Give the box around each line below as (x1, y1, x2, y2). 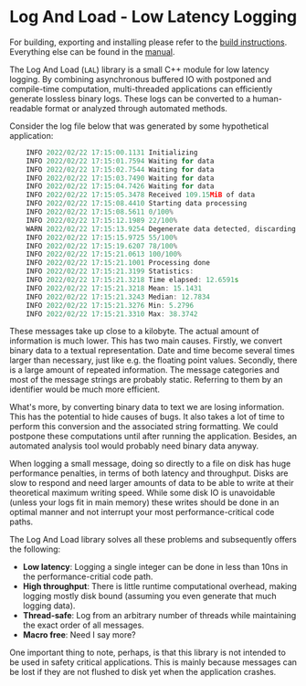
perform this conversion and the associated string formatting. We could (9, 421, 279, 432)
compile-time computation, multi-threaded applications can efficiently (9, 83, 273, 94)
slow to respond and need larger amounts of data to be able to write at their (9, 478, 294, 489)
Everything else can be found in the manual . (9, 46, 175, 57)
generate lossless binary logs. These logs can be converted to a (9, 93, 251, 104)
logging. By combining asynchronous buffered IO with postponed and (9, 73, 272, 84)
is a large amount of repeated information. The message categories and (9, 364, 280, 375)
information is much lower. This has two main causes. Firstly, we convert (9, 335, 283, 346)
